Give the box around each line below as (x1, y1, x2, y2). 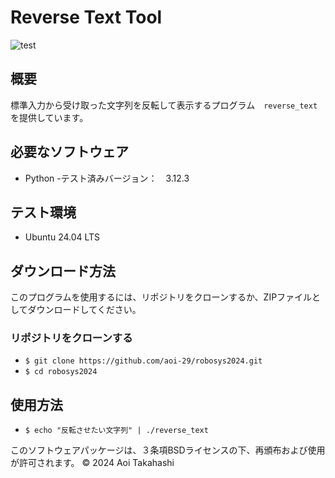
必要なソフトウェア (10, 144, 129, 161)
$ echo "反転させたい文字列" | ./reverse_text (24, 426, 209, 436)
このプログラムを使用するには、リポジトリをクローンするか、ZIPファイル (10, 291, 313, 303)
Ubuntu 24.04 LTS (24, 231, 101, 243)
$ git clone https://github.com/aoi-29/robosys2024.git (24, 356, 263, 366)
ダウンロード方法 (10, 262, 116, 280)
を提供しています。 (10, 111, 89, 123)
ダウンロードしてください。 (27, 304, 142, 316)
